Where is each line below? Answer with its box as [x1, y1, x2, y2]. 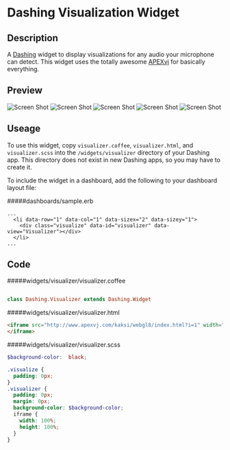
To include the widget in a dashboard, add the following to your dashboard [7, 176, 218, 185]
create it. [7, 163, 32, 171]
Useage [7, 123, 41, 134]
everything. [7, 65, 40, 73]
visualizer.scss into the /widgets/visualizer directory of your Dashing [7, 148, 210, 156]
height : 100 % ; [19, 423, 60, 430]
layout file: [7, 183, 36, 191]
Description [7, 32, 58, 44]
